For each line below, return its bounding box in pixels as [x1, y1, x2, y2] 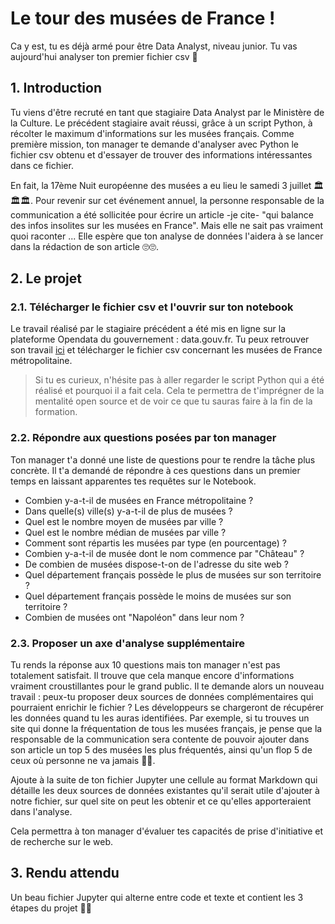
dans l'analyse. [10, 806, 73, 818]
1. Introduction [10, 80, 102, 97]
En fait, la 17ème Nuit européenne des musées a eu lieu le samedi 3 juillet [10, 179, 312, 191]
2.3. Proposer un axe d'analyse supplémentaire [10, 636, 245, 650]
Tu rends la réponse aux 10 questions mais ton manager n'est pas [10, 659, 281, 671]
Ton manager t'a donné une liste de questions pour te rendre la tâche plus [10, 453, 316, 466]
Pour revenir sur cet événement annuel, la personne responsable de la [34, 194, 325, 206]
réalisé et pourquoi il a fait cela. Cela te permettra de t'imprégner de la [34, 385, 325, 397]
